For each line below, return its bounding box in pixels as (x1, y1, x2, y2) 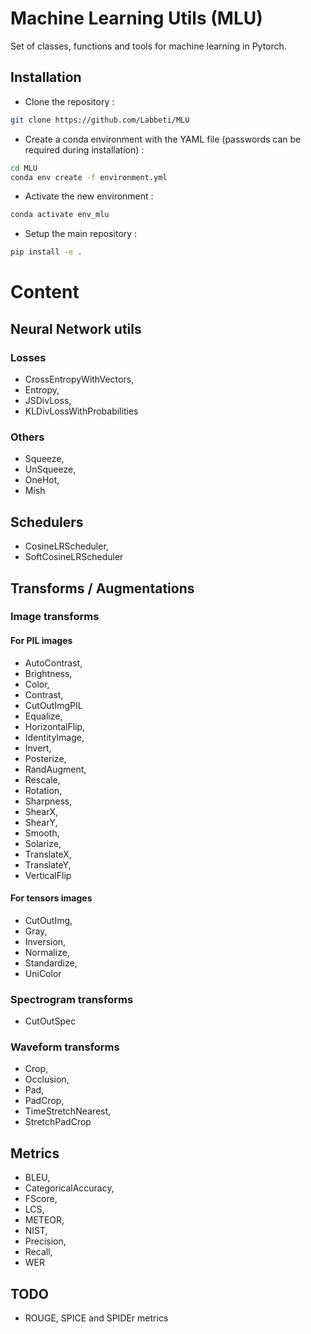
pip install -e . (10, 247, 83, 257)
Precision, (24, 1235, 67, 1247)
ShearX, (24, 805, 59, 817)
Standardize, (24, 957, 78, 969)
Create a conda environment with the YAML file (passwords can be (24, 133, 302, 145)
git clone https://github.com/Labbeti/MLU (10, 115, 190, 125)
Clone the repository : (24, 95, 115, 107)
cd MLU (10, 163, 38, 173)
